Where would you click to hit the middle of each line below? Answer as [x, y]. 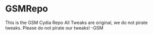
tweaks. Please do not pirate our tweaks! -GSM [54, 27]
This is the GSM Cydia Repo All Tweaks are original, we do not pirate [76, 22]
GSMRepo [27, 9]
